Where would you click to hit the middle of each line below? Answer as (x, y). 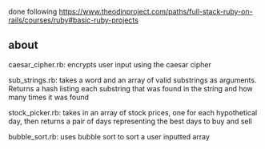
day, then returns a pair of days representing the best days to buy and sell (130, 121)
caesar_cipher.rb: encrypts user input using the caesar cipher (110, 64)
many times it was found (49, 97)
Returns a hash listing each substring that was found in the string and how (131, 88)
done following (33, 12)
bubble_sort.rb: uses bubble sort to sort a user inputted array (109, 136)
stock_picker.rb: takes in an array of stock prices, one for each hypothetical (133, 112)
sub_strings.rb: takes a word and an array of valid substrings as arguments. (132, 80)
